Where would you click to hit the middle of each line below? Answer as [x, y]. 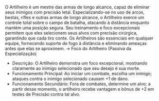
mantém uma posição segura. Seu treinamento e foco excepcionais [72, 28]
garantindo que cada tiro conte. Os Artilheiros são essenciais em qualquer [79, 38]
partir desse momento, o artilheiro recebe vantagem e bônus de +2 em [83, 89]
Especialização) [21, 54]
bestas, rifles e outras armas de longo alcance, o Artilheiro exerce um [75, 17]
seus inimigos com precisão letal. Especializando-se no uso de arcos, [75, 12]
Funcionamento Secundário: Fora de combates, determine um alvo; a [81, 84]
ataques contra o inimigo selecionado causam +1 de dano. [71, 79]
